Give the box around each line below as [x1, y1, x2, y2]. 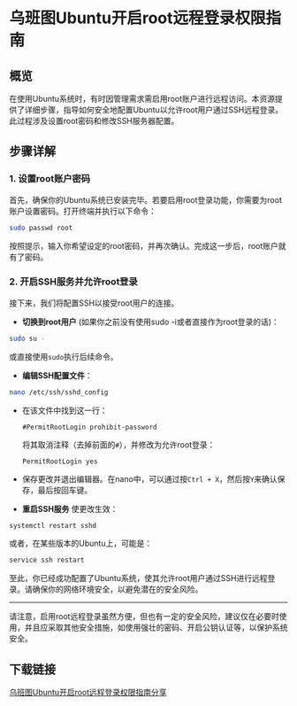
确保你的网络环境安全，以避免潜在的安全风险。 [32, 584, 203, 594]
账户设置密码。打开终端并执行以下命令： [9, 206, 156, 216]
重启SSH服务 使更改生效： [21, 503, 118, 514]
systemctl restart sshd [9, 521, 97, 530]
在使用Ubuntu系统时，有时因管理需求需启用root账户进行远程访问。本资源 [9, 94, 276, 104]
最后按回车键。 [37, 485, 93, 495]
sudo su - [9, 334, 46, 343]
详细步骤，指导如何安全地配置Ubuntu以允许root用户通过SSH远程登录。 [24, 105, 284, 115]
